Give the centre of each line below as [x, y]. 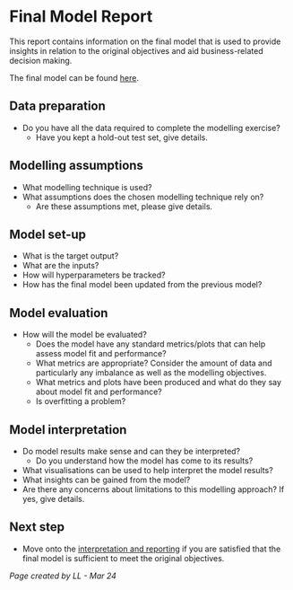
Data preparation [57, 106]
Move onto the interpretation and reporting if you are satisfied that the [151, 549]
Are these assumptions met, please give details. [124, 206]
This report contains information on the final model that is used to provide [145, 41]
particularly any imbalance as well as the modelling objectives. [151, 373]
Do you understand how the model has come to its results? [144, 461]
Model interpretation [68, 430]
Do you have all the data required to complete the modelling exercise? [151, 128]
